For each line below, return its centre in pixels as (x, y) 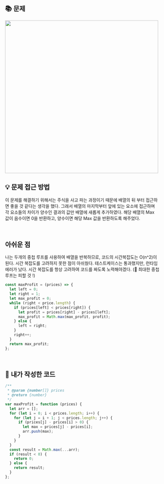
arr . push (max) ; (38, 432)
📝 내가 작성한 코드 (30, 374)
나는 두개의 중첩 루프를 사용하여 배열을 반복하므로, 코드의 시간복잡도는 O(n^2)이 (81, 257)
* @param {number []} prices (36, 391)
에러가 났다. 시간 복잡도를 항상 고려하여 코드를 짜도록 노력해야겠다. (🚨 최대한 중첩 (82, 269)
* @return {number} (27, 395)
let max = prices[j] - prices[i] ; (58, 427)
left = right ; (33, 326)
